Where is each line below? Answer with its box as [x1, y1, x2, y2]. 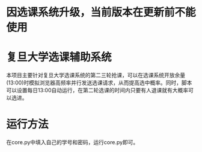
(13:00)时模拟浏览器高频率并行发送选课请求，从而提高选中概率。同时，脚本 [6, 79, 192, 86]
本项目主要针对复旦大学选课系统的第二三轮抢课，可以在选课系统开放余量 [6, 72, 185, 79]
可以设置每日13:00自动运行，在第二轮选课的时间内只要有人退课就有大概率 [6, 87, 189, 94]
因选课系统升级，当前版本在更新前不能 [6, 5, 197, 19]
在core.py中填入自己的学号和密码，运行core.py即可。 [6, 139, 139, 146]
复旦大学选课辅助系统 [6, 51, 112, 64]
